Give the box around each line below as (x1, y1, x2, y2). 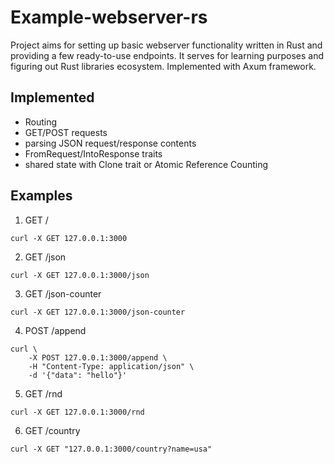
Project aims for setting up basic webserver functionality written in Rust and (10, 39, 323, 51)
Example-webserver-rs (10, 6, 208, 29)
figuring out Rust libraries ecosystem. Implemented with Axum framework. (10, 60, 317, 72)
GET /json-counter (24, 287, 102, 300)
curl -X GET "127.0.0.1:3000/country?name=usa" (10, 444, 213, 454)
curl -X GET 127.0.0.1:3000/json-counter (10, 307, 186, 317)
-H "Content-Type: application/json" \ (28, 361, 195, 371)
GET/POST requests (24, 126, 108, 138)
